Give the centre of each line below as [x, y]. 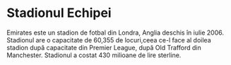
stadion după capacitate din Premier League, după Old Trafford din [104, 47]
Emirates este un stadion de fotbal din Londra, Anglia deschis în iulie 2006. [115, 32]
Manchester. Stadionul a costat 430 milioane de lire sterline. [94, 55]
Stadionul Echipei [59, 13]
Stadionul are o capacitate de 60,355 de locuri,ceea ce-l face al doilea [109, 40]
